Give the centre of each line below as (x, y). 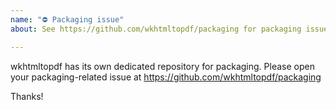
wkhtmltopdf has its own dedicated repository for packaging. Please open (162, 66)
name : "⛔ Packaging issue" (67, 19)
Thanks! (27, 96)
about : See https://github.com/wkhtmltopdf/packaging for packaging (156, 29)
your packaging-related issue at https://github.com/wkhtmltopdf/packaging (166, 77)
